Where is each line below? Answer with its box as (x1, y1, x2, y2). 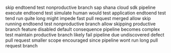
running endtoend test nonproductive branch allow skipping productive (5, 21, 156, 27)
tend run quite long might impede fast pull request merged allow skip (5, 15, 151, 21)
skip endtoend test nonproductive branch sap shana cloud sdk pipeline (5, 5, 156, 10)
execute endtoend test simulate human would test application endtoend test (5, 10, 166, 16)
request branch (5, 43, 38, 48)
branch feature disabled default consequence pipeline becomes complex (5, 26, 160, 32)
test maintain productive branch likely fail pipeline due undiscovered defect (5, 32, 164, 38)
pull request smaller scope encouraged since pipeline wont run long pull (5, 37, 158, 43)
